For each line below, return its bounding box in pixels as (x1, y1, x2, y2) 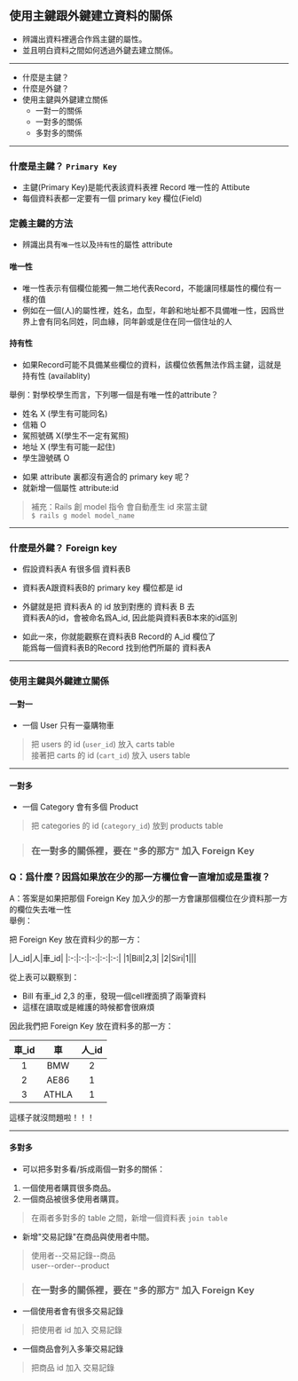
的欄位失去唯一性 (9, 904, 72, 914)
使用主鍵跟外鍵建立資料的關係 (9, 8, 173, 24)
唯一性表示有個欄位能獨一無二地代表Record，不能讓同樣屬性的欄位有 (21, 282, 274, 293)
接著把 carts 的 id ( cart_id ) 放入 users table (30, 750, 191, 761)
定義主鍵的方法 (9, 217, 74, 230)
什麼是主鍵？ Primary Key (9, 160, 118, 172)
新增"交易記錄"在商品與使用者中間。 (21, 1231, 154, 1242)
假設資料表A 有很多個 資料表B (21, 564, 131, 574)
